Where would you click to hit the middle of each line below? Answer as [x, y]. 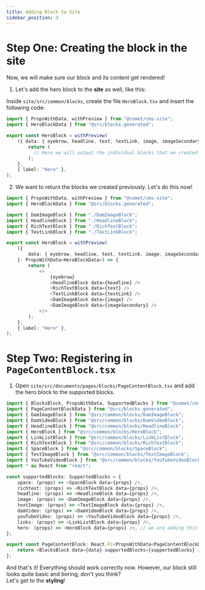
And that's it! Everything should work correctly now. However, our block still [102, 567]
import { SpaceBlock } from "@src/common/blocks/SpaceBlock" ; [87, 449]
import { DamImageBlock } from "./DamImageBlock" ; [72, 215]
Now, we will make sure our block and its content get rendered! [86, 77]
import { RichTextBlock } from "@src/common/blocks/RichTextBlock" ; [95, 443]
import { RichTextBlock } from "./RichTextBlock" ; [72, 226]
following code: [26, 108]
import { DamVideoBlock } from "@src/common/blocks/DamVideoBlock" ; [95, 420]
